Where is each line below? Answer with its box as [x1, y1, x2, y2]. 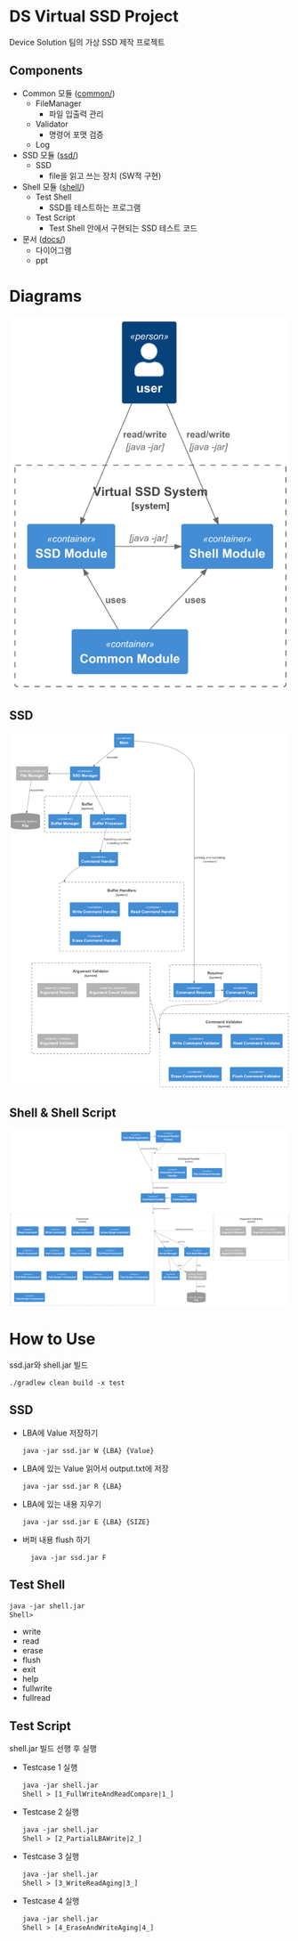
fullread [21, 1693, 51, 1703]
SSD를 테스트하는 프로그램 [48, 202, 141, 213]
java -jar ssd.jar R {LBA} [21, 1482, 123, 1490]
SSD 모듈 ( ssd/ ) [21, 150, 79, 160]
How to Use [9, 1329, 96, 1350]
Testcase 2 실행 [21, 1807, 80, 1817]
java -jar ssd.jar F [30, 1553, 107, 1562]
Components [9, 63, 83, 78]
